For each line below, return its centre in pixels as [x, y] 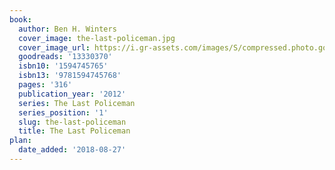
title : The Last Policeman [74, 131]
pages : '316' [45, 85]
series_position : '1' [63, 112]
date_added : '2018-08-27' [72, 150]
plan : [20, 141]
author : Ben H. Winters [67, 29]
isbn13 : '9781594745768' [70, 76]
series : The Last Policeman [77, 103]
